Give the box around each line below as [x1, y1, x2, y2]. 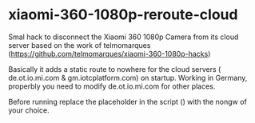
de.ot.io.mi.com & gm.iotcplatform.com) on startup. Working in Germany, [8, 73, 248, 82]
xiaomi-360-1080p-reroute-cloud [8, 6, 238, 24]
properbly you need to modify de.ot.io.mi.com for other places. [8, 81, 216, 91]
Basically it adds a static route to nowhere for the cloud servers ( [8, 64, 221, 73]
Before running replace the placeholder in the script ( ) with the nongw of [8, 97, 248, 106]
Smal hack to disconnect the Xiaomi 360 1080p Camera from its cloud [8, 32, 239, 42]
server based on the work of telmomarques [8, 40, 151, 50]
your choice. [8, 105, 50, 115]
